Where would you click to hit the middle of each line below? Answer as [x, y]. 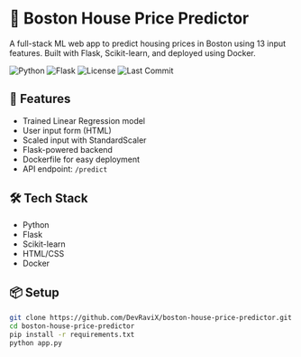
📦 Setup [35, 292]
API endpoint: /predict [65, 169]
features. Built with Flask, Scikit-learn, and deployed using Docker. [133, 52]
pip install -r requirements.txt [72, 335]
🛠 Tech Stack [49, 198]
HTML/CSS [43, 253]
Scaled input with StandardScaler [84, 140]
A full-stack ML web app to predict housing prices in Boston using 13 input [148, 43]
